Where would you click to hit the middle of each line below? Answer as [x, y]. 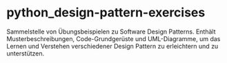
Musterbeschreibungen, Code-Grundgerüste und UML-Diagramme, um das [113, 38]
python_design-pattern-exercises [106, 13]
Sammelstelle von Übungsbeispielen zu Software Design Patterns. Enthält [111, 32]
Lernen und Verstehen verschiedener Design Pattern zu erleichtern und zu [112, 46]
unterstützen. [26, 53]
